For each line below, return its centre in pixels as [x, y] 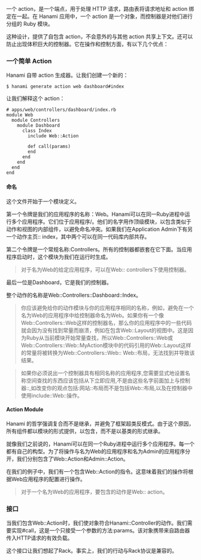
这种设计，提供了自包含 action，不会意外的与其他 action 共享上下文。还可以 [100, 37]
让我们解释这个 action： [36, 98]
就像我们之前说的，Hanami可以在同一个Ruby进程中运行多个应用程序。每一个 [100, 444]
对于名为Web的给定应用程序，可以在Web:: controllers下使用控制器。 [105, 269]
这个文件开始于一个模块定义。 [43, 201]
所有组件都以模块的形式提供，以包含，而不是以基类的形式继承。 [85, 431]
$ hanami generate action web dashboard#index [65, 87]
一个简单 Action [29, 61]
